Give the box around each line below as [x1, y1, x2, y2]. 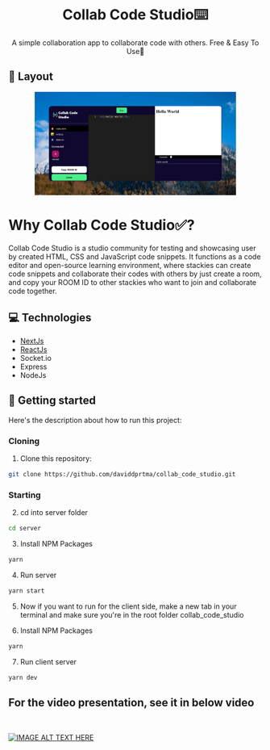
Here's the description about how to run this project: [8, 415, 182, 425]
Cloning [8, 435, 40, 446]
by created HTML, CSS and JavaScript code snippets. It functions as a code [8, 252, 261, 262]
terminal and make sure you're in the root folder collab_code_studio [19, 610, 244, 619]
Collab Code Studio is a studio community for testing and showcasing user [8, 243, 256, 253]
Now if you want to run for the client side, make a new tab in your [19, 601, 237, 611]
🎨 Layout [8, 69, 54, 84]
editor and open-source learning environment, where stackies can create [8, 261, 251, 270]
